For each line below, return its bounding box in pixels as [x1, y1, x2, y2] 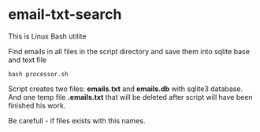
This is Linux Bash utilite [8, 31, 87, 41]
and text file [8, 55, 47, 64]
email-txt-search [8, 5, 122, 24]
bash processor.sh [8, 70, 69, 78]
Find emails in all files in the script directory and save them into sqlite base [8, 46, 251, 56]
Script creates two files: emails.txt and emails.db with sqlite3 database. [8, 84, 243, 93]
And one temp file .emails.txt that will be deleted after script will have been [8, 92, 254, 101]
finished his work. [8, 101, 66, 110]
